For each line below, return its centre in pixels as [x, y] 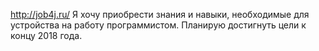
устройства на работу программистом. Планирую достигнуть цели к [158, 25]
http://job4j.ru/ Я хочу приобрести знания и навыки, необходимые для [160, 14]
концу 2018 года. [46, 35]
